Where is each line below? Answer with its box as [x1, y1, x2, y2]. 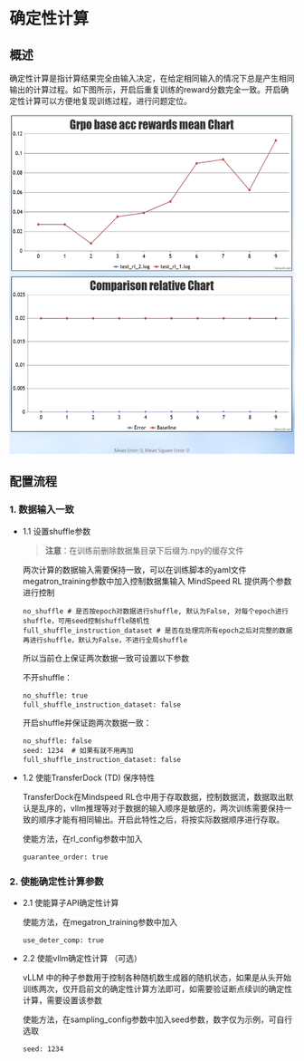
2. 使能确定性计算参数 [9, 875, 104, 888]
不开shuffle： [22, 671, 73, 682]
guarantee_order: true [22, 853, 109, 862]
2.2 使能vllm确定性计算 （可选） [22, 952, 142, 963]
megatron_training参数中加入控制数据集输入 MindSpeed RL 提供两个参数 [22, 575, 292, 586]
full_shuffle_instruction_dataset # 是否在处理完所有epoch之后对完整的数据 [22, 626, 293, 635]
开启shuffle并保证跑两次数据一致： [22, 717, 152, 728]
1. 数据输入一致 [9, 504, 75, 516]
